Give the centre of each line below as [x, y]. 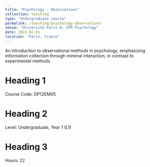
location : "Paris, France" [32, 37]
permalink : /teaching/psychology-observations [53, 23]
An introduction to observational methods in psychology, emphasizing [75, 50]
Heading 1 [26, 81]
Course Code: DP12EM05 [30, 94]
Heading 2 [26, 114]
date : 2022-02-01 [23, 32]
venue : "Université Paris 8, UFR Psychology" [52, 28]
